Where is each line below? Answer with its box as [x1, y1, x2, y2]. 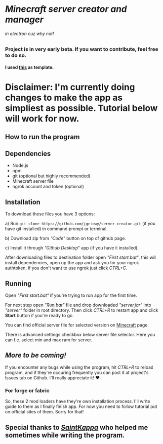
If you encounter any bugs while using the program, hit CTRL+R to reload [5, 364, 154, 370]
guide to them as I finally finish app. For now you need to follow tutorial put [5, 404, 157, 409]
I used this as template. [5, 64, 54, 70]
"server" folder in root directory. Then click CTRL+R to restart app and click [5, 307, 159, 313]
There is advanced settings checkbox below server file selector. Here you [5, 332, 156, 337]
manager [5, 14, 43, 25]
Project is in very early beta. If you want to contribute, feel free [5, 46, 159, 53]
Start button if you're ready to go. [5, 313, 74, 318]
